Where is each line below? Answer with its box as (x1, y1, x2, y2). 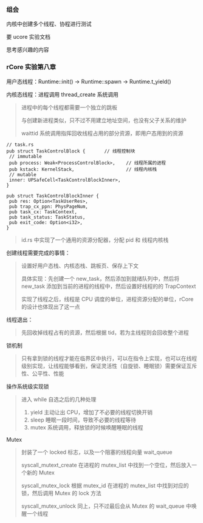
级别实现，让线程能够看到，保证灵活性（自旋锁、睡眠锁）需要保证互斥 (21, 362, 198, 369)
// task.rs (6, 142, 34, 148)
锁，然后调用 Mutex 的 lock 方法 (21, 489, 101, 496)
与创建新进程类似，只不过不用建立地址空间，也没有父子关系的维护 (21, 117, 187, 124)
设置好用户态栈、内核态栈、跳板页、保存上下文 (21, 262, 139, 269)
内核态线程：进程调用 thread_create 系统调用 (6, 91, 119, 98)
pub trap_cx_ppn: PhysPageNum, (9, 203, 88, 210)
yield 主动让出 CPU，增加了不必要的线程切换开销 (30, 408, 153, 415)
